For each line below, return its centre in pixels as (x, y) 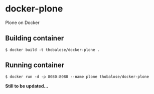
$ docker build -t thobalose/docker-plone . (52, 50)
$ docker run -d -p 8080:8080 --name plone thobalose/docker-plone (77, 76)
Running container (35, 65)
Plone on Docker (22, 22)
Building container (35, 38)
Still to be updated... (27, 86)
